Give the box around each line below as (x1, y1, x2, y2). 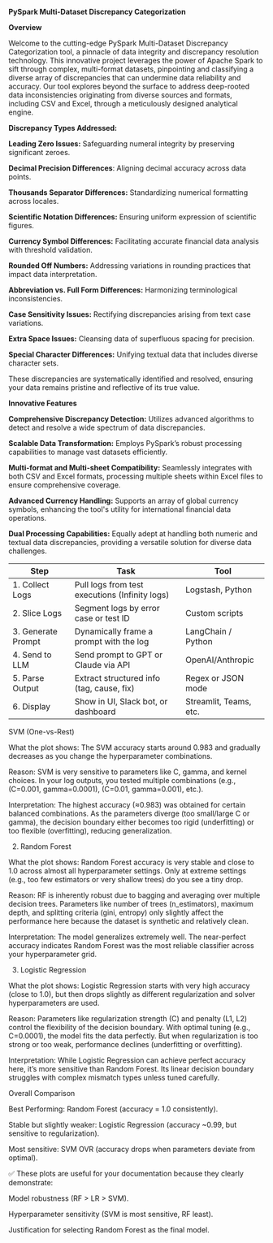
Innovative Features (8, 398, 77, 408)
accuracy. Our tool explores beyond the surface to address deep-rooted (8, 81, 250, 91)
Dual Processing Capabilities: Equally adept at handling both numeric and (8, 529, 258, 539)
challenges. (8, 546, 47, 556)
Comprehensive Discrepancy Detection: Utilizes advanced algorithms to (8, 414, 254, 423)
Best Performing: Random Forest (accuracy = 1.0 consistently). (8, 1104, 219, 1114)
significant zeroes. (8, 148, 71, 157)
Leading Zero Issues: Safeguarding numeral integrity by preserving (8, 139, 236, 149)
